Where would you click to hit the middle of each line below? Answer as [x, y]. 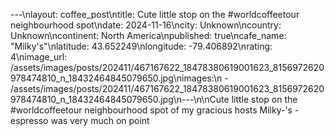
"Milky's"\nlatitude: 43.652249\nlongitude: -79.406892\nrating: [141, 46]
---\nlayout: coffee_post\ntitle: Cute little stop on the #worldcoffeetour [155, 14]
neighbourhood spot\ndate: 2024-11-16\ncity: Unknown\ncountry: [146, 25]
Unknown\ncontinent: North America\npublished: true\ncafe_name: [148, 35]
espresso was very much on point [80, 120]
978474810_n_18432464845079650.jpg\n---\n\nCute [120, 99]
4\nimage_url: [39, 57]
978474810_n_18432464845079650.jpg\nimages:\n [116, 78]
